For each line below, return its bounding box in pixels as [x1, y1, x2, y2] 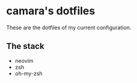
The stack [6, 41, 44, 51]
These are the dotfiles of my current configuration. [6, 24, 132, 31]
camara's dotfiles [6, 4, 96, 18]
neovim [14, 57, 34, 64]
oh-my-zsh [14, 70, 43, 77]
